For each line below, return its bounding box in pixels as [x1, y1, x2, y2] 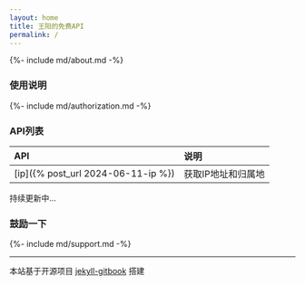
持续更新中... [9, 192, 57, 204]
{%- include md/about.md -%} [9, 55, 124, 66]
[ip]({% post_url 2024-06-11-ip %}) [14, 166, 175, 179]
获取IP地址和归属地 [183, 167, 265, 180]
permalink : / [9, 30, 59, 39]
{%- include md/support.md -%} [9, 239, 132, 250]
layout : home [9, 13, 59, 23]
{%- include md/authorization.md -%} [9, 100, 152, 111]
